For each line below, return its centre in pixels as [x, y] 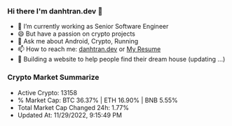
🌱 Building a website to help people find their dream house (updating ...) [121, 59]
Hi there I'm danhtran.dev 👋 [55, 11]
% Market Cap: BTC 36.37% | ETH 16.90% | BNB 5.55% [98, 100]
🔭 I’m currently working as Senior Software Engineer [93, 27]
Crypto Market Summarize [53, 78]
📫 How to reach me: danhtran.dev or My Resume [89, 49]
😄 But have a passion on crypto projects [76, 34]
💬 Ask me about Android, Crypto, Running [78, 41]
